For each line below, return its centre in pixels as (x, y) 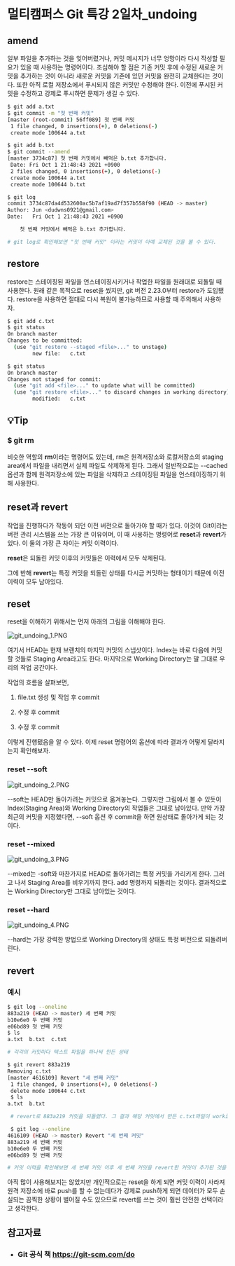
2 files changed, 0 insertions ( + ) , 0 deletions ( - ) (85, 171)
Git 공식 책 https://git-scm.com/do (76, 1254)
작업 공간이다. (39, 668)
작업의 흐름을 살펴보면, (38, 682)
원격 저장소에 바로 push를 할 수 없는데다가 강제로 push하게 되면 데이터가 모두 (113, 1191)
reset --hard (29, 909)
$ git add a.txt (31, 106)
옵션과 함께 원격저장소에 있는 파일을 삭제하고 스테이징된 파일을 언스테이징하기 (113, 474)
